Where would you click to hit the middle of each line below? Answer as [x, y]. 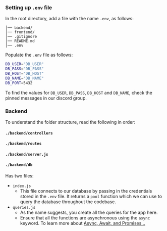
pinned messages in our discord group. [46, 98]
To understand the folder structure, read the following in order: [70, 122]
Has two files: [19, 175]
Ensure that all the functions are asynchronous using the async [85, 218]
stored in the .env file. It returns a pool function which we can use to [91, 196]
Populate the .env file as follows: [39, 55]
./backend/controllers [29, 133]
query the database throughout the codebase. [68, 202]
